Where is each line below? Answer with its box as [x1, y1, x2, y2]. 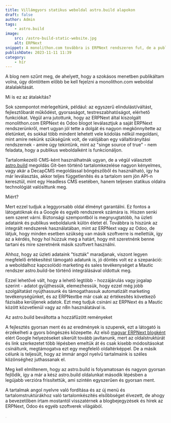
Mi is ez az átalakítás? [5, 94, 51, 100]
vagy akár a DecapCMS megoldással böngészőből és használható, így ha [5, 168, 159, 174]
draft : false [5, 12, 33, 17]
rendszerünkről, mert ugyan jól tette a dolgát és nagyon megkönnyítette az [5, 126, 162, 132]
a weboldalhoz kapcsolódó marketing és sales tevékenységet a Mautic [5, 262, 154, 268]
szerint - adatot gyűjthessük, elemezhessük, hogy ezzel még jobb [5, 283, 144, 289]
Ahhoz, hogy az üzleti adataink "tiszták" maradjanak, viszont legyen [5, 251, 148, 257]
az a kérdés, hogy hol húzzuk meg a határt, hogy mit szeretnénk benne [5, 236, 155, 242]
